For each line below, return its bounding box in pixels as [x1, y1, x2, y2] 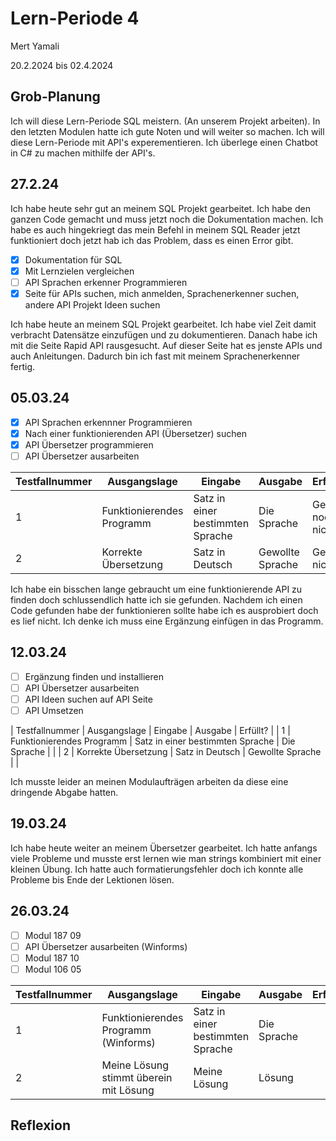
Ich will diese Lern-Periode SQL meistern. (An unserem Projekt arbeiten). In [10, 115, 321, 127]
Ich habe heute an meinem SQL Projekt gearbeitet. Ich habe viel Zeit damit [10, 318, 317, 330]
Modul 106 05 [24, 963, 82, 975]
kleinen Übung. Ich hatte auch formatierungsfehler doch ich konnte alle [10, 863, 304, 875]
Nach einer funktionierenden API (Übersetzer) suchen [24, 427, 247, 439]
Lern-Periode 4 [10, 7, 140, 30]
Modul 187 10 [24, 952, 80, 964]
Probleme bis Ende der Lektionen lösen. [10, 873, 175, 886]
